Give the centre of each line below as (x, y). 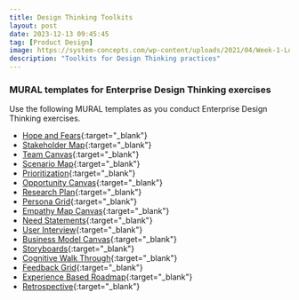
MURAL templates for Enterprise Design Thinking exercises (140, 90)
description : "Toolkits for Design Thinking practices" (115, 59)
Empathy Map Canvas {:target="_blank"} (96, 211)
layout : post (33, 26)
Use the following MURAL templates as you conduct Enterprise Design (138, 109)
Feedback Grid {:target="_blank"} (83, 268)
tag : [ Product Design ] (51, 42)
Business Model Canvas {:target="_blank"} (100, 240)
